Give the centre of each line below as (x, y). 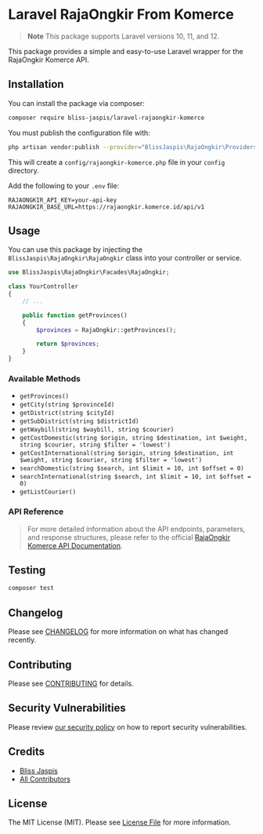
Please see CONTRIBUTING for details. (71, 683)
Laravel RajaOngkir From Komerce (121, 15)
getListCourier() (48, 492)
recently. (22, 640)
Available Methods (44, 378)
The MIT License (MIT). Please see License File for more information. (119, 822)
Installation (36, 84)
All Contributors (45, 779)
